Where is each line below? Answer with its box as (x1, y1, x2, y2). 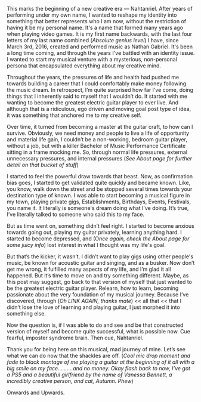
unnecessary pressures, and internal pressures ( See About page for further (7, 155, 193, 162)
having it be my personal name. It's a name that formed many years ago (7, 24, 184, 31)
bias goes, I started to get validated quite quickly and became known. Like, (7, 179, 191, 186)
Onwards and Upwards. (7, 389, 65, 396)
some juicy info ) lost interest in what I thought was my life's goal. (7, 242, 166, 248)
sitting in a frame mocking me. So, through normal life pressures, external (7, 149, 187, 156)
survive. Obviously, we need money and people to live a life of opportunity (7, 129, 190, 137)
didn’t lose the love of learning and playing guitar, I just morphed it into (7, 304, 181, 311)
